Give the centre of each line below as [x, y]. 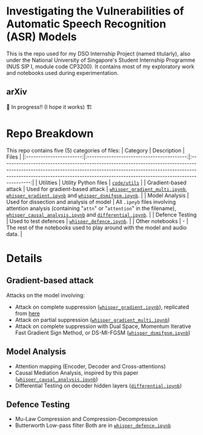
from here [28, 313]
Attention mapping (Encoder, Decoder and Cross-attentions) [90, 366]
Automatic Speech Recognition [86, 24]
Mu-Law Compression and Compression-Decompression [86, 419]
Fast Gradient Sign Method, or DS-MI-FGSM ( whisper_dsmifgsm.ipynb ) [103, 332]
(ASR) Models [42, 37]
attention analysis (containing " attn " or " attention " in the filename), [92, 208]
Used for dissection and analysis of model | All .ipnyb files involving [91, 201]
